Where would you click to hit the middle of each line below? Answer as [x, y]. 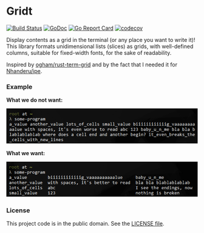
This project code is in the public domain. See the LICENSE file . [85, 224]
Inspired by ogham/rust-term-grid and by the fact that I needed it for [92, 64]
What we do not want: [35, 100]
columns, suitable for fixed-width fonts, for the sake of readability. [89, 52]
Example [19, 86]
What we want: [26, 153]
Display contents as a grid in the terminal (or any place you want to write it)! [101, 40]
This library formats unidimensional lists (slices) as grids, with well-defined [100, 46]
